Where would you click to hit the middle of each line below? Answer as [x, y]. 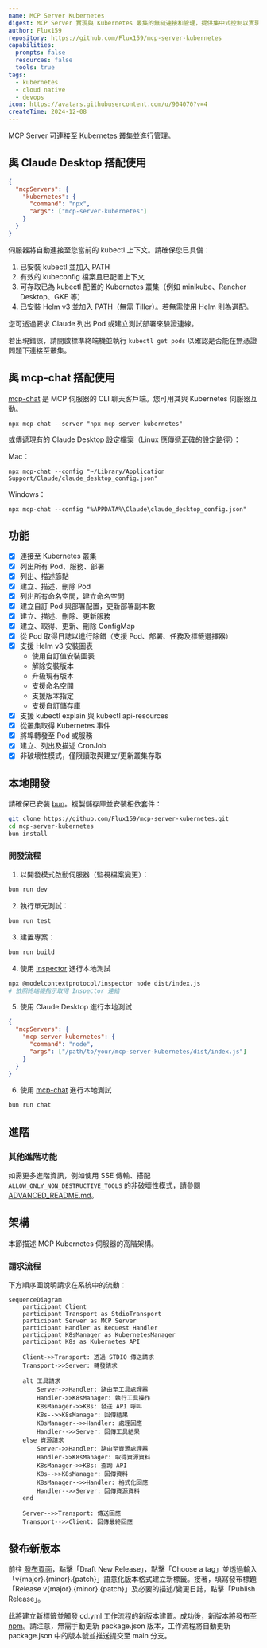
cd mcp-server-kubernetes [51, 826]
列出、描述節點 [44, 576]
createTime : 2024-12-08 [48, 112]
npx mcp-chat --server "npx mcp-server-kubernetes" [95, 424]
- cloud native [41, 90]
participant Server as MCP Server [79, 1321]
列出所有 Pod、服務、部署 [62, 566]
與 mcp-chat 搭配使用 [62, 378]
